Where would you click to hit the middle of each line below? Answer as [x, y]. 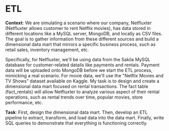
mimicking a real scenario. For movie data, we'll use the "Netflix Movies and [84, 75]
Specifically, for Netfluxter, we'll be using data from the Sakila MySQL [78, 59]
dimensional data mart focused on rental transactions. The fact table [77, 86]
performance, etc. [24, 102]
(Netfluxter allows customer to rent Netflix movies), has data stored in [78, 28]
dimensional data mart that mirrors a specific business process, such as [80, 44]
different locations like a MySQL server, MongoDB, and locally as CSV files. [84, 33]
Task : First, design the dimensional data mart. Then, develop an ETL [77, 112]
